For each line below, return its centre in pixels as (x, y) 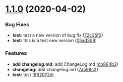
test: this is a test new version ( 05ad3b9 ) (55, 41)
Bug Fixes (17, 25)
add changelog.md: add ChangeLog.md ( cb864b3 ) (65, 64)
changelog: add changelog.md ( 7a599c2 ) (55, 69)
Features (16, 53)
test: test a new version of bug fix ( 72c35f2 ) (58, 35)
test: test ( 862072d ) (33, 75)
